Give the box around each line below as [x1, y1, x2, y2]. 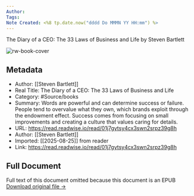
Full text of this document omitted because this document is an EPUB [6, 176, 176, 184]
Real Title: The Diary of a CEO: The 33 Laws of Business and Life [14, 87, 174, 94]
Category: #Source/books [14, 93, 79, 100]
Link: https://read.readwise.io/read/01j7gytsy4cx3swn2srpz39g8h [14, 144, 177, 151]
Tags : [6, 14, 20, 20]
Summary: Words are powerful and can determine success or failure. [14, 99, 184, 107]
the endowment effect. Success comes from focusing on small [14, 112, 168, 119]
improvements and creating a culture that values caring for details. [14, 118, 179, 125]
